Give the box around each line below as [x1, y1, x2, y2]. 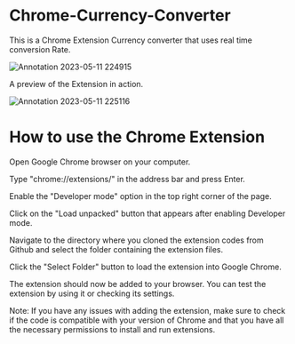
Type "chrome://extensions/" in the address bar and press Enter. [9, 173, 246, 184]
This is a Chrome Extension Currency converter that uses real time [9, 35, 253, 45]
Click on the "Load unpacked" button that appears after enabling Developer [9, 208, 286, 219]
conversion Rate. [9, 44, 71, 54]
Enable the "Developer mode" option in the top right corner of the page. [9, 190, 273, 201]
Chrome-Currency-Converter [9, 5, 231, 26]
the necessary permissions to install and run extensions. [9, 324, 216, 334]
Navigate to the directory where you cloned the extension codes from [9, 235, 264, 245]
